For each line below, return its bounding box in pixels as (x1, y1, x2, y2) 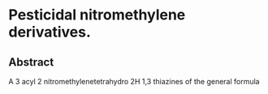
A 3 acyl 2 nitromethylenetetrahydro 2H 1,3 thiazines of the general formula (8, 77, 260, 86)
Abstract (8, 55, 54, 69)
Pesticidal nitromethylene (8, 6, 186, 24)
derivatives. (8, 23, 92, 41)
